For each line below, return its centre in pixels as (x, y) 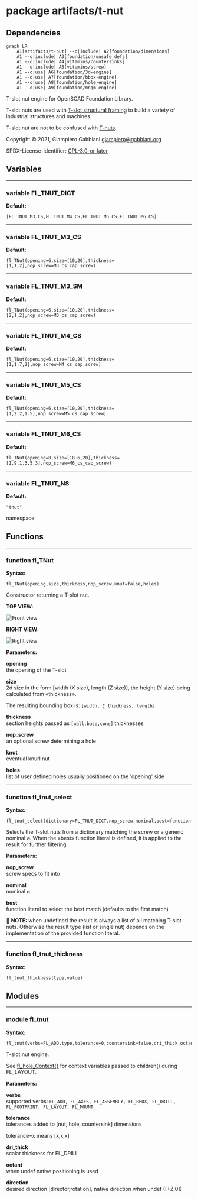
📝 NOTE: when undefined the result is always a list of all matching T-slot (94, 921)
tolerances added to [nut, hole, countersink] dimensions (74, 1124)
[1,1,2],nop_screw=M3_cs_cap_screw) (51, 266)
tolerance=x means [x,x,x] (38, 1135)
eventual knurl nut (28, 759)
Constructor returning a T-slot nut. (48, 595)
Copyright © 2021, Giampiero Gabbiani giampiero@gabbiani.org (84, 139)
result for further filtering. (37, 844)
